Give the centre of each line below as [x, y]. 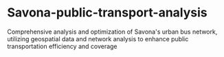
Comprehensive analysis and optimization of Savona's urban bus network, [112, 32]
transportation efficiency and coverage [63, 46]
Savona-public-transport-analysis [107, 13]
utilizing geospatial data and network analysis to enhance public [98, 38]
